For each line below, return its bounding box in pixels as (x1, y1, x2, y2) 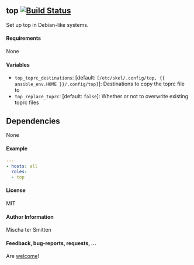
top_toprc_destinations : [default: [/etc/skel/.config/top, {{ (14, 74, 165, 81)
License (6, 187, 26, 194)
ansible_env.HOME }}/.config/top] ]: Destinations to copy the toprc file (14, 80, 185, 88)
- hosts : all (6, 163, 38, 170)
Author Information (6, 213, 54, 220)
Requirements (6, 35, 41, 42)
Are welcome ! (6, 253, 40, 260)
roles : (11, 168, 27, 174)
